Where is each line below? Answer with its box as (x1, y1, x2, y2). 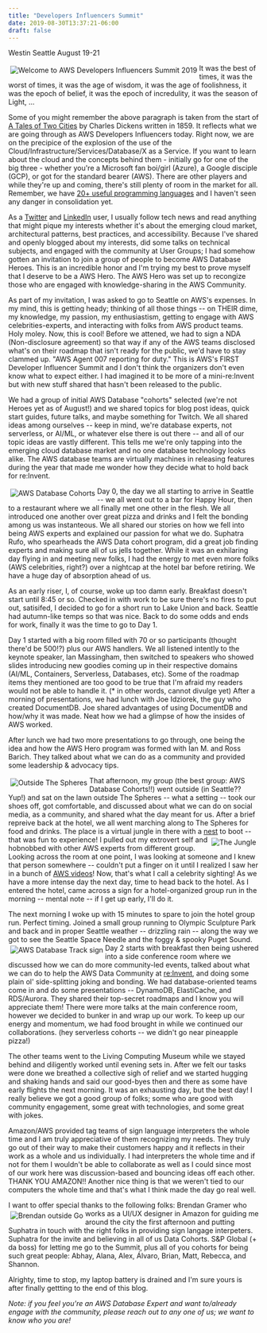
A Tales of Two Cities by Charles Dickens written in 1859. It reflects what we (8, 121, 257, 131)
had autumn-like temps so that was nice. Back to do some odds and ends (8, 612, 249, 621)
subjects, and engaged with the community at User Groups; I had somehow (8, 246, 256, 256)
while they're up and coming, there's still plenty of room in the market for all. (8, 180, 258, 190)
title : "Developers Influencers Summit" (8, 11, 145, 20)
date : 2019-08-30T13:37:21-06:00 (8, 19, 119, 27)
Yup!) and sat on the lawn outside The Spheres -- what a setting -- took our (8, 793, 256, 802)
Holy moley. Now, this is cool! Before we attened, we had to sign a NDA (8, 329, 241, 338)
